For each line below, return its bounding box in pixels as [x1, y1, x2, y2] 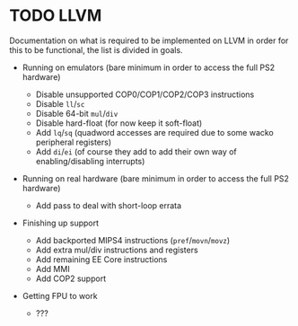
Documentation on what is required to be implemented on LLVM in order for [9, 35, 289, 46]
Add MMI [35, 263, 70, 274]
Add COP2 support [35, 273, 106, 284]
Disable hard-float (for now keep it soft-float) [35, 118, 203, 128]
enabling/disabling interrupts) [35, 155, 145, 166]
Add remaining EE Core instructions [35, 253, 168, 265]
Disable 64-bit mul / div [35, 108, 118, 119]
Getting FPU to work [22, 290, 98, 301]
